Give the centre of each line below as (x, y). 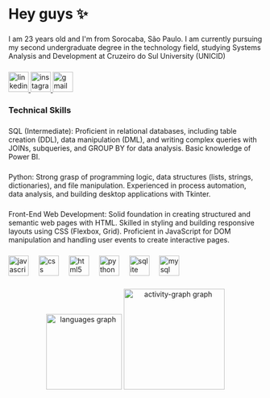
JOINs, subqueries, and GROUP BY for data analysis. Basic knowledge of (130, 148)
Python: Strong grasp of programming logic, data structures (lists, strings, (131, 176)
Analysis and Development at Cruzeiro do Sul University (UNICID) (117, 56)
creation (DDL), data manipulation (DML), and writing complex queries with (133, 139)
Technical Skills (40, 110)
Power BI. (24, 156)
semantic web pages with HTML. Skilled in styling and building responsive (132, 222)
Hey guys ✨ (48, 14)
